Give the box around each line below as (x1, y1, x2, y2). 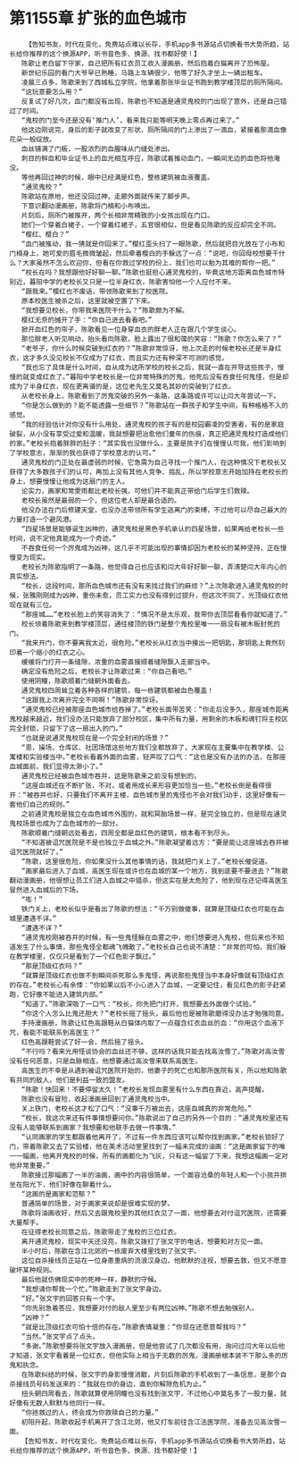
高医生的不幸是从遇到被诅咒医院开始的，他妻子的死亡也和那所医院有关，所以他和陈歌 (21, 1066, 287, 1075)
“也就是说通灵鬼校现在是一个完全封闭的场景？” (21, 733, 170, 742)
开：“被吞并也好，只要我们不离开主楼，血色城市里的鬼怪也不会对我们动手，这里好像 (9, 791, 272, 799)
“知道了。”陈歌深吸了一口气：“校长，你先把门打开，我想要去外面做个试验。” (21, 999, 257, 1009)
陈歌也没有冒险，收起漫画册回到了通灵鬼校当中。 (21, 1095, 174, 1104)
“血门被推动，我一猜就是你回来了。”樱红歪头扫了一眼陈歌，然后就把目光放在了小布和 (21, 239, 286, 249)
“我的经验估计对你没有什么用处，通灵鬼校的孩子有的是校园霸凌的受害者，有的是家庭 (21, 419, 285, 429)
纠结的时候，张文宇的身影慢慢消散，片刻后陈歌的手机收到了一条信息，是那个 (41, 1370, 281, 1379)
